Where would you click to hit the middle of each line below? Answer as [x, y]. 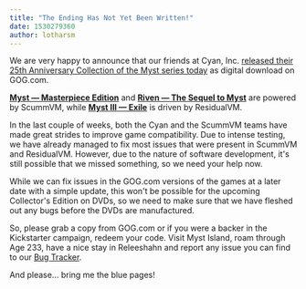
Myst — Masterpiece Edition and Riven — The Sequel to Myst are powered [153, 98]
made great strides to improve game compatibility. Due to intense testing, [148, 135]
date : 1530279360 [42, 26]
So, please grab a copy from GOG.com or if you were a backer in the [138, 228]
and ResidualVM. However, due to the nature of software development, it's [149, 154]
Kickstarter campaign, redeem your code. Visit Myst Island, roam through [148, 238]
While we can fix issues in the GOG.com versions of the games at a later [145, 181]
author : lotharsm [42, 35]
